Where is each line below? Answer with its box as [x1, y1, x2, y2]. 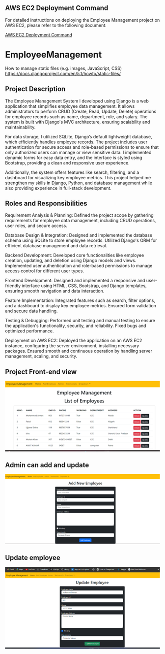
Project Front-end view [5, 367, 77, 376]
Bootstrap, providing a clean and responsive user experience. [5, 160, 130, 165]
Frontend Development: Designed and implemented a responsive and [5, 278, 145, 284]
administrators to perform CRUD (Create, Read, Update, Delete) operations [5, 108, 157, 114]
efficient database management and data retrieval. [5, 243, 108, 249]
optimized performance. [5, 328, 54, 334]
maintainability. [5, 124, 36, 130]
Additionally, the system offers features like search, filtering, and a [5, 169, 139, 175]
